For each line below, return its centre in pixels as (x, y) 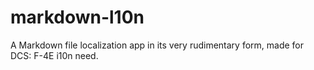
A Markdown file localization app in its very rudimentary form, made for (157, 45)
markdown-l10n (77, 17)
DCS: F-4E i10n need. (54, 55)
